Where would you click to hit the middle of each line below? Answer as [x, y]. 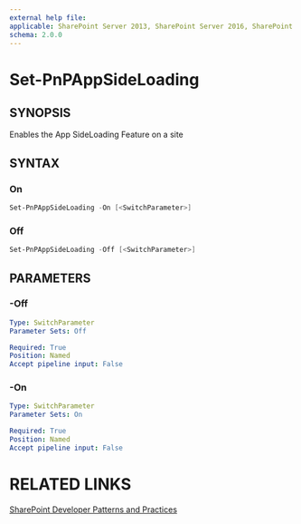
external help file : [48, 18]
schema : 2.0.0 [36, 34]
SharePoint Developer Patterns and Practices [94, 509]
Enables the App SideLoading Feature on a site [96, 135]
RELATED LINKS [71, 485]
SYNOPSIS [40, 113]
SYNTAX [35, 163]
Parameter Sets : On [46, 415]
